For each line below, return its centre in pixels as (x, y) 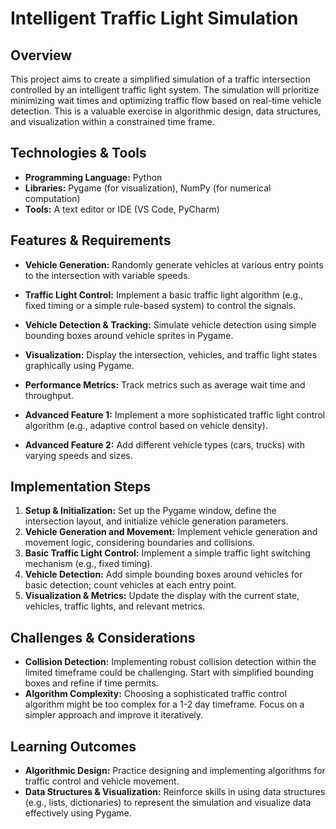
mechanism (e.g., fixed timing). (88, 564)
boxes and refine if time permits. (91, 683)
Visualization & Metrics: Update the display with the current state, (162, 596)
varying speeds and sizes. (78, 455)
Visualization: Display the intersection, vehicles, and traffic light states (171, 354)
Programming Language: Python (93, 177)
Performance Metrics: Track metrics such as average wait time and (165, 384)
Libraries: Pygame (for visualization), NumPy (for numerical (148, 188)
